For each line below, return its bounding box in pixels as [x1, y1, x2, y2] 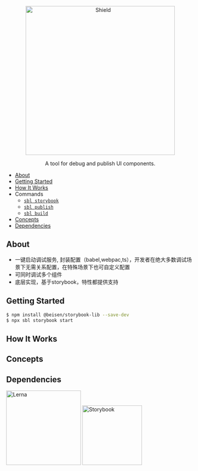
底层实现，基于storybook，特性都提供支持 [14, 278, 119, 286]
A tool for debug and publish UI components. [45, 160, 156, 167]
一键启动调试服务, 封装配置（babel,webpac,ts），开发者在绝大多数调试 [14, 256, 187, 263]
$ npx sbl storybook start [6, 317, 73, 323]
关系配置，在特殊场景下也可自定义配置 [35, 263, 130, 271]
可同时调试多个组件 [14, 271, 63, 278]
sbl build [23, 210, 49, 216]
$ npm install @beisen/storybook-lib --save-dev [6, 312, 129, 318]
